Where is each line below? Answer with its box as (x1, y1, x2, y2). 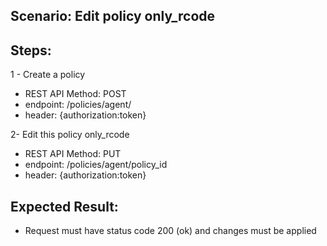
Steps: (10, 42, 52, 59)
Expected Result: (10, 198, 119, 215)
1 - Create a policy (10, 69, 86, 81)
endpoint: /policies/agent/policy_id (24, 159, 168, 171)
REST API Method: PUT (24, 148, 122, 160)
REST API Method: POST (24, 88, 127, 100)
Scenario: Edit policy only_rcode (10, 8, 216, 25)
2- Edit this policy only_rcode (10, 129, 130, 141)
